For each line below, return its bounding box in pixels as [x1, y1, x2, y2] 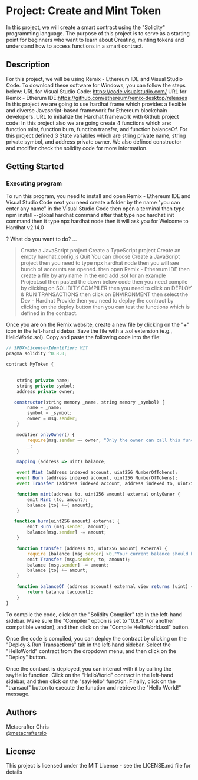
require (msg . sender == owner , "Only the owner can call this [27, 437, 181, 443]
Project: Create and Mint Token [6, 4, 161, 18]
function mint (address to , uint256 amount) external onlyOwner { [16, 491, 181, 497]
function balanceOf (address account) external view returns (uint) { [16, 584, 194, 590]
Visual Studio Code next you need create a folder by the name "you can [6, 199, 180, 206]
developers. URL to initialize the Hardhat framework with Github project [6, 113, 179, 120]
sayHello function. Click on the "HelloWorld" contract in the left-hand [6, 671, 174, 678]
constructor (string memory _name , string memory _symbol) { [14, 399, 165, 405]
